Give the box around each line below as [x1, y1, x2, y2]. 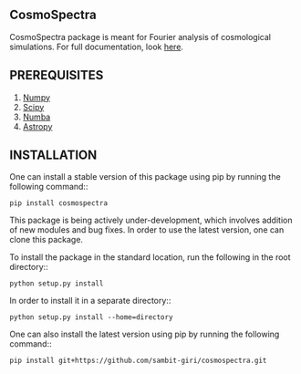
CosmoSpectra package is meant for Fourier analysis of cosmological [9, 31, 272, 42]
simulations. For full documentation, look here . [9, 41, 184, 52]
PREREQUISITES [9, 68, 104, 83]
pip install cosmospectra [9, 199, 108, 208]
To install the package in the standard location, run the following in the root [9, 252, 291, 263]
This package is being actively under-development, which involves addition [9, 214, 293, 226]
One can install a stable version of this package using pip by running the [9, 171, 281, 182]
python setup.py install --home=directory [9, 313, 173, 322]
